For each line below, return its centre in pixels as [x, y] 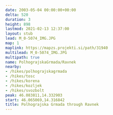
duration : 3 [18, 19]
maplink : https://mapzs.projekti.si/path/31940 [57, 48]
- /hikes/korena [22, 81]
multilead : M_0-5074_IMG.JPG [36, 52]
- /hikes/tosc [20, 76]
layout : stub [19, 34]
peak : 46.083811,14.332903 [34, 95]
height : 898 [18, 24]
